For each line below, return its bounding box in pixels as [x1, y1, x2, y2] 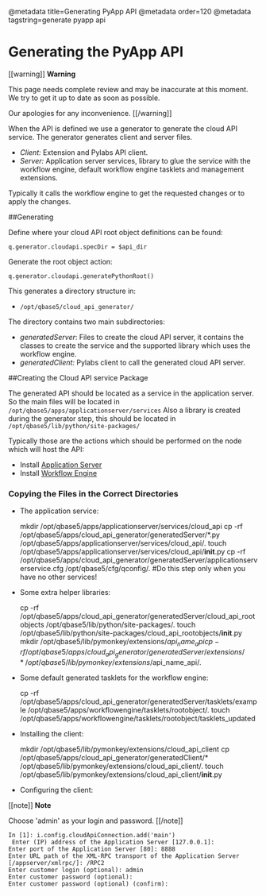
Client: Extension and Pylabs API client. [19, 147, 148, 157]
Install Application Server [19, 460, 102, 469]
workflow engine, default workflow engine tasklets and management [19, 164, 245, 174]
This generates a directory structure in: [8, 286, 137, 295]
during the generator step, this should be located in [8, 413, 176, 423]
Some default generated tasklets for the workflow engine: [19, 673, 209, 682]
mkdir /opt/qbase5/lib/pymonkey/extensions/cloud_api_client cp [19, 744, 230, 754]
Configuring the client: [19, 785, 94, 794]
